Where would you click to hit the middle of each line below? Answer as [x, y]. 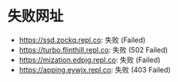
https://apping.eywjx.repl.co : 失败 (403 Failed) [95, 69]
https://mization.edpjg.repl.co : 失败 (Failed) [89, 60]
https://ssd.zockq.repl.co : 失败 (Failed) [82, 40]
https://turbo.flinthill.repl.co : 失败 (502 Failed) [93, 49]
